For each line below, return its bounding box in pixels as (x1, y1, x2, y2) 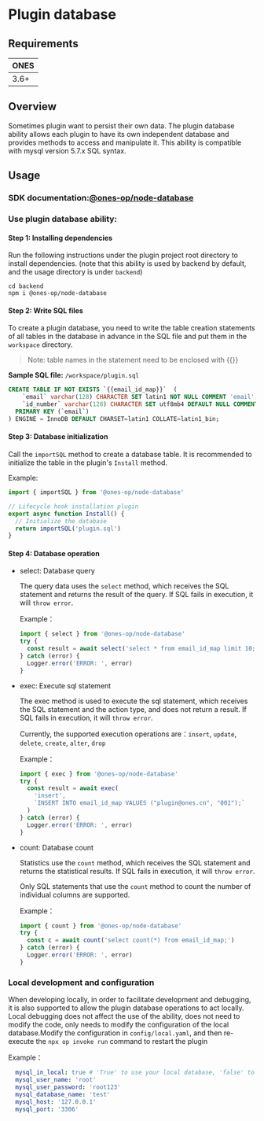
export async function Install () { (8, 510, 125, 518)
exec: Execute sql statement (19, 680, 112, 690)
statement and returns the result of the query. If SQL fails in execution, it (19, 590, 254, 599)
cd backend (8, 282, 44, 290)
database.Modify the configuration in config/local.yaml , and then (8, 1028, 222, 1038)
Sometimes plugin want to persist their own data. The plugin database (8, 120, 235, 131)
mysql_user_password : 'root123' (15, 1083, 122, 1091)
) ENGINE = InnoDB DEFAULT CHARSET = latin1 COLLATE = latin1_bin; (8, 415, 220, 422)
